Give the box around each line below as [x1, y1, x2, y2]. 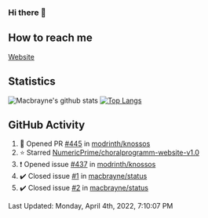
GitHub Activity [8, 118, 86, 132]
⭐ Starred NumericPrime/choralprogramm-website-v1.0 [19, 148, 200, 158]
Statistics [8, 74, 57, 89]
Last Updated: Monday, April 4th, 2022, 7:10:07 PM [8, 202, 173, 211]
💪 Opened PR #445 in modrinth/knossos [19, 139, 151, 148]
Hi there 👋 [8, 7, 47, 18]
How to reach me [8, 31, 93, 45]
